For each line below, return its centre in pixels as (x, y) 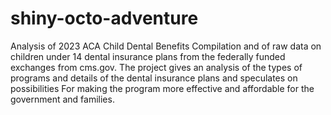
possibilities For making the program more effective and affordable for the (162, 88)
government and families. (62, 99)
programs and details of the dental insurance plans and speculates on (154, 78)
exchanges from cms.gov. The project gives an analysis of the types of (156, 67)
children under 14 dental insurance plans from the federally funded (148, 56)
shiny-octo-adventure (104, 18)
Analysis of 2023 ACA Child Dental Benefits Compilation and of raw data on (166, 46)
